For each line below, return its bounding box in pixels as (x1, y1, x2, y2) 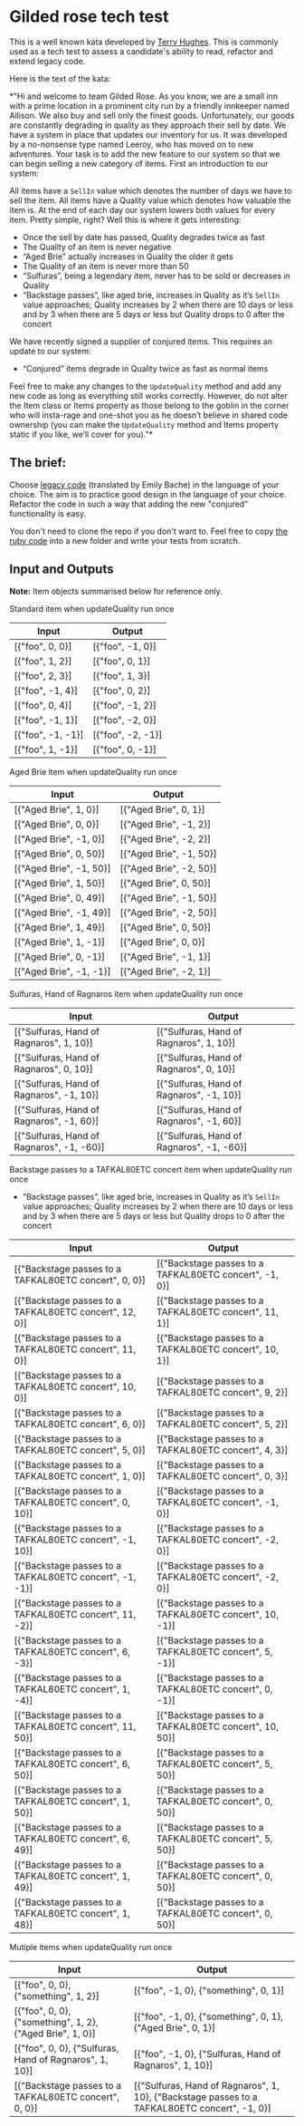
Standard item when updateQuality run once (9, 603, 175, 614)
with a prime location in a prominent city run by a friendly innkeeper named (9, 100, 290, 111)
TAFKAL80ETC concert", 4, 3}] (157, 1444, 289, 1456)
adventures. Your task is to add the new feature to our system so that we (9, 148, 280, 159)
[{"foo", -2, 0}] (92, 713, 157, 726)
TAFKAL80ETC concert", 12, (14, 1305, 137, 1318)
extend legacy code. (9, 55, 86, 66)
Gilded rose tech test (9, 6, 169, 27)
